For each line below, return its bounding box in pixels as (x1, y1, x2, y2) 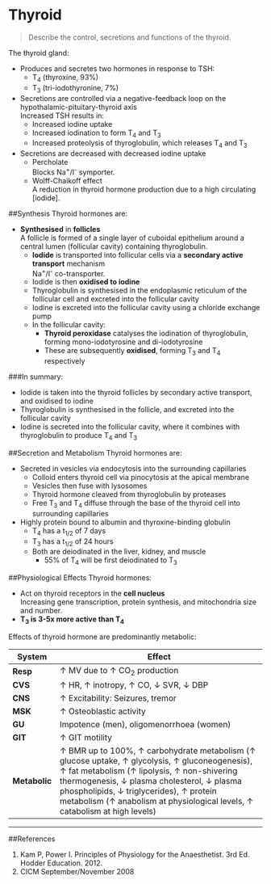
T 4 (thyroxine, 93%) (31, 72, 99, 84)
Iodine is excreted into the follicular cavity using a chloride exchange (31, 303, 261, 313)
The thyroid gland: (8, 48, 69, 57)
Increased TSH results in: (19, 111, 105, 120)
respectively (44, 356, 85, 366)
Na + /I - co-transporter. (31, 267, 106, 278)
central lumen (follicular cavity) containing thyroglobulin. (19, 241, 208, 251)
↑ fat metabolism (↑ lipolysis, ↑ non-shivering (59, 765, 238, 777)
